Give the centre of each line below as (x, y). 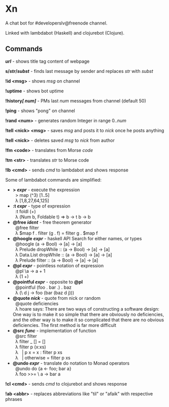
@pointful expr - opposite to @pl (47, 282)
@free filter (27, 227)
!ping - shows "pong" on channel (40, 111)
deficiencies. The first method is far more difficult (64, 325)
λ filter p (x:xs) (31, 347)
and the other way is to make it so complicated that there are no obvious (88, 320)
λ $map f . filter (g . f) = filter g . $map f (56, 233)
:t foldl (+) (26, 211)
